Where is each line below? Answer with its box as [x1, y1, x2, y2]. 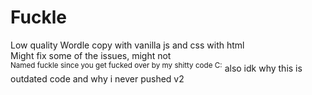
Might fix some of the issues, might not [10, 49, 172, 61]
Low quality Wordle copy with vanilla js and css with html [10, 39, 245, 51]
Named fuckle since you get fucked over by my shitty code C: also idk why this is [10, 60, 303, 74]
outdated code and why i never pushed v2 [10, 72, 185, 85]
